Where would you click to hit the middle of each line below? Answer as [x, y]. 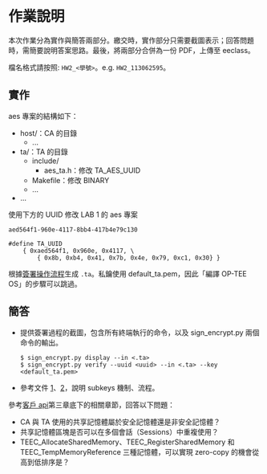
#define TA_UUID [35, 243]
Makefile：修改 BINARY [71, 180]
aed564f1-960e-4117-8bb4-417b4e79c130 [73, 230]
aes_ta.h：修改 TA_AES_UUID [92, 170]
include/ [45, 161]
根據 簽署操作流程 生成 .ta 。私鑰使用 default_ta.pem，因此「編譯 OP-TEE [127, 273]
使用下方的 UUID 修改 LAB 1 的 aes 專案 [73, 215]
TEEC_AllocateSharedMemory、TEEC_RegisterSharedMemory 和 [127, 442]
